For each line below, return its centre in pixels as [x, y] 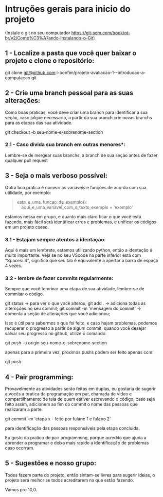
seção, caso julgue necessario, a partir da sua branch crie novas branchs [79, 117]
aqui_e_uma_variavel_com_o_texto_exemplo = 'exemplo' [77, 207]
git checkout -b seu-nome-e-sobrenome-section [54, 132]
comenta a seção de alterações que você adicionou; [58, 314]
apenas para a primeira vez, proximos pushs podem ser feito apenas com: [80, 352]
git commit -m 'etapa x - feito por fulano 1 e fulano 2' [58, 419]
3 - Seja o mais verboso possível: [56, 176]
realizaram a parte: [24, 409]
